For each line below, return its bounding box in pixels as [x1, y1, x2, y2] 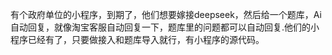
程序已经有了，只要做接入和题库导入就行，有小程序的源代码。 [10, 34, 265, 45]
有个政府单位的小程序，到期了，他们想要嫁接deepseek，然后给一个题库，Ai [10, 9, 322, 20]
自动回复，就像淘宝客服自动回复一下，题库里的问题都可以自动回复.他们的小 [10, 21, 320, 33]
